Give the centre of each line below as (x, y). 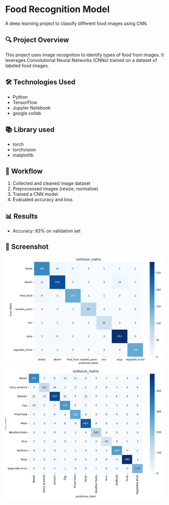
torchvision (24, 150)
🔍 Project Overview (37, 40)
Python (20, 97)
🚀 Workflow (24, 171)
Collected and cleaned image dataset (51, 183)
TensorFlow (25, 102)
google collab (27, 113)
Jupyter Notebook (31, 108)
